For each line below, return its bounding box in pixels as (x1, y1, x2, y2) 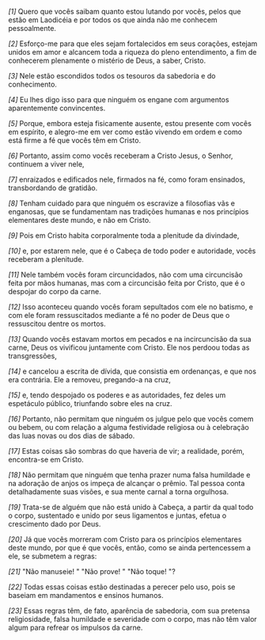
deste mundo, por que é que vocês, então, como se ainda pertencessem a (8, 543, 252, 552)
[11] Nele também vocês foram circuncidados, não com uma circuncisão (8, 270, 243, 279)
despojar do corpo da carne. (8, 287, 101, 296)
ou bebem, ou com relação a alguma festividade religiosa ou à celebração (8, 423, 249, 431)
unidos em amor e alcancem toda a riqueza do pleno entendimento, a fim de (8, 48, 257, 56)
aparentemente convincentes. (8, 103, 106, 113)
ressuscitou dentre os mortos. (8, 319, 106, 328)
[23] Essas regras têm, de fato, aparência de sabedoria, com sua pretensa (8, 606, 251, 615)
